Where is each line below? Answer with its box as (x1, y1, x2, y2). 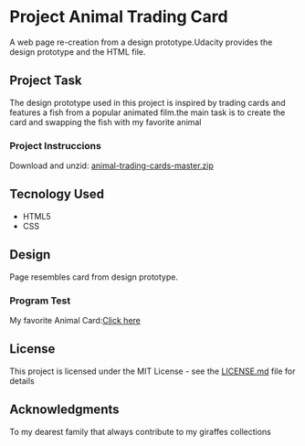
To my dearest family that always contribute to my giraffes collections (9, 426, 271, 437)
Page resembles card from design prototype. (9, 271, 178, 282)
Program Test (9, 294, 71, 307)
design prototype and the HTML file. (9, 46, 146, 57)
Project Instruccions (9, 139, 102, 152)
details (9, 375, 35, 386)
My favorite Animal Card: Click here (9, 314, 142, 325)
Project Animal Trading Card (9, 6, 228, 27)
